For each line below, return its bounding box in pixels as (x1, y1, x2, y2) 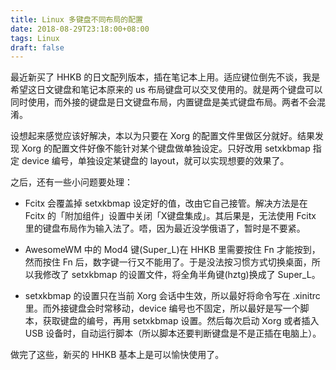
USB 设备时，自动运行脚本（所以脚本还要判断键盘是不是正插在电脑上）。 (24, 327, 322, 340)
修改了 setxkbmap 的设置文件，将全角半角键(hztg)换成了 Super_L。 (42, 269, 321, 281)
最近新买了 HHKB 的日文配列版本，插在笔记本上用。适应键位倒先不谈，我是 (10, 71, 321, 83)
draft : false (10, 42, 65, 53)
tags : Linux (10, 33, 60, 43)
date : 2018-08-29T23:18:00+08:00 (10, 24, 150, 34)
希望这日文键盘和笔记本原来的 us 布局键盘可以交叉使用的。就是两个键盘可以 (10, 84, 323, 96)
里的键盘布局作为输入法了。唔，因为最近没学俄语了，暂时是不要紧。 (24, 222, 306, 235)
